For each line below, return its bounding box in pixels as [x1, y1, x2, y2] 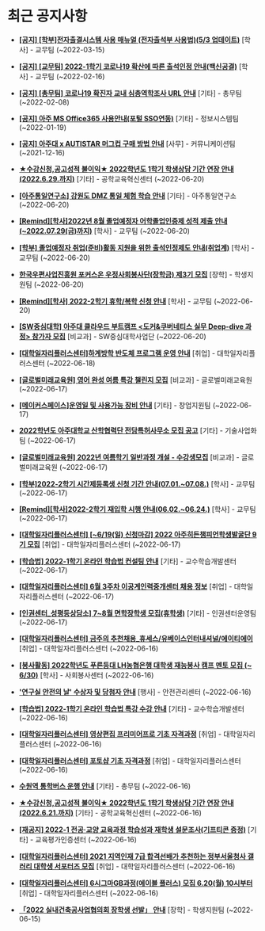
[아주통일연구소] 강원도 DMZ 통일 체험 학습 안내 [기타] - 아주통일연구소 [18, 191, 237, 200]
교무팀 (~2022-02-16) [35, 71, 105, 81]
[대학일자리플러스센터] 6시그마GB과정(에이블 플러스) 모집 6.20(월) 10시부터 [18, 878, 253, 887]
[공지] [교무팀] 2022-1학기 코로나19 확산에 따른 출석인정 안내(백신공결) [18, 61, 238, 71]
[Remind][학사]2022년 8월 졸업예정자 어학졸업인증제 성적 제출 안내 [18, 216, 228, 226]
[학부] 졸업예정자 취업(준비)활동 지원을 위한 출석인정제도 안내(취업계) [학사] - [18, 242, 255, 252]
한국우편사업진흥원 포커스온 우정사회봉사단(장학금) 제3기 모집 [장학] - [18, 269, 233, 279]
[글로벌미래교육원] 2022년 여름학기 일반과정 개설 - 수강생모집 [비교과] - [18, 452, 240, 462]
